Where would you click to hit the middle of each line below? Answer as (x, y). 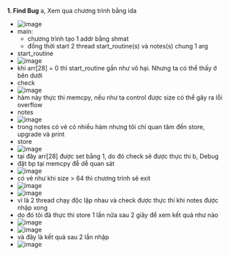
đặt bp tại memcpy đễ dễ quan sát (66, 163)
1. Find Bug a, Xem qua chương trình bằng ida (72, 11)
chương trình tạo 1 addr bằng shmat (78, 39)
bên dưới (30, 75)
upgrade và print (41, 134)
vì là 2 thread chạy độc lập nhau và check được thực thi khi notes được (118, 200)
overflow (30, 105)
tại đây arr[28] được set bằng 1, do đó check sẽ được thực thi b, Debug (118, 156)
